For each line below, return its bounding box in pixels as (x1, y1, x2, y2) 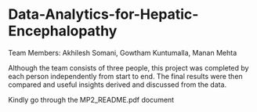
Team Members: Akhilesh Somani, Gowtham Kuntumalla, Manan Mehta (8, 48, 237, 57)
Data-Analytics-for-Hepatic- (8, 5, 199, 23)
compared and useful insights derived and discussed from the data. (8, 80, 227, 89)
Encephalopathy (8, 22, 118, 40)
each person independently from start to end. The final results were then (8, 71, 243, 81)
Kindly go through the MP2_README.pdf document (8, 95, 175, 104)
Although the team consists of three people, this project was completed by (8, 63, 249, 72)
